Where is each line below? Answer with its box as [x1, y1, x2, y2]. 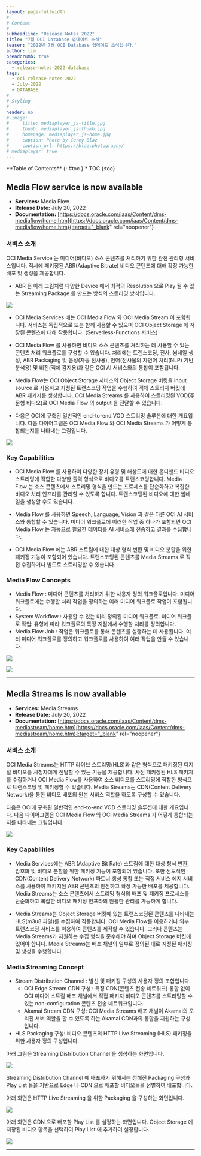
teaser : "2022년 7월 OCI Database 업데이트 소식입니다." [6, 43, 138, 49]
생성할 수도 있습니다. [26, 497, 75, 505]
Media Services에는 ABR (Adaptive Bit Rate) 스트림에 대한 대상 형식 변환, [14, 860, 190, 867]
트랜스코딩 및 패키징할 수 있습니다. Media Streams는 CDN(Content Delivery [12, 783, 192, 791]
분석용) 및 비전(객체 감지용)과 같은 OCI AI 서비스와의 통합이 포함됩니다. [14, 364, 181, 371]
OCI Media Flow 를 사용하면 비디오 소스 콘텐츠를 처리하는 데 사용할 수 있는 [14, 341, 190, 349]
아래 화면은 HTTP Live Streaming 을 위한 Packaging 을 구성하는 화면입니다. [6, 1094, 185, 1101]
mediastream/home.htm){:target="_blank [14, 730, 117, 738]
